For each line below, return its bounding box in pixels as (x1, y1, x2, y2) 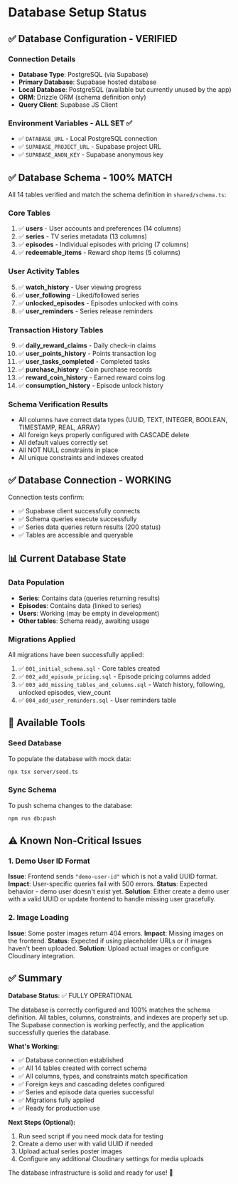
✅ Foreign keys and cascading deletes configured (18, 1079, 166, 1088)
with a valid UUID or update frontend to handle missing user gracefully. (8, 895, 216, 903)
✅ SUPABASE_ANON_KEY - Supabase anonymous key (18, 150, 164, 159)
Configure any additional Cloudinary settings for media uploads (18, 1154, 205, 1163)
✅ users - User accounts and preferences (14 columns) (18, 224, 182, 233)
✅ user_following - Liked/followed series (18, 290, 139, 299)
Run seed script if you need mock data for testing (18, 1131, 163, 1140)
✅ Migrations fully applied (18, 1096, 94, 1104)
